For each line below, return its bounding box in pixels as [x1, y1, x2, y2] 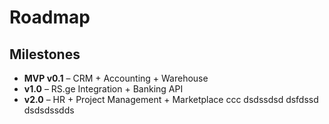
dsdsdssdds [23, 104, 75, 116]
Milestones [9, 46, 81, 63]
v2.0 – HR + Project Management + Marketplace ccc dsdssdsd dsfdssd [23, 94, 319, 105]
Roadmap [9, 6, 91, 29]
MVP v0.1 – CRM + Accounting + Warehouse [23, 72, 209, 84]
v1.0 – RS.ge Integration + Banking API [23, 83, 184, 95]
